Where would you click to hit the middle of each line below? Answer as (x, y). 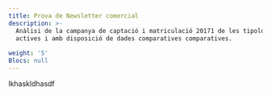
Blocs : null (28, 61)
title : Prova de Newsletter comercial (73, 16)
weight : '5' (28, 53)
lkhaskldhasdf (31, 83)
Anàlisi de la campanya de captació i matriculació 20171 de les (128, 31)
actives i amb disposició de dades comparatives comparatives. (124, 38)
